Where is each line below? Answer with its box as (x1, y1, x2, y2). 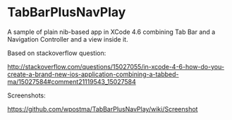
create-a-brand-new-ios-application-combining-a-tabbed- (7, 70, 179, 78)
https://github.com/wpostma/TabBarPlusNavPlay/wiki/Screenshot (7, 104, 198, 113)
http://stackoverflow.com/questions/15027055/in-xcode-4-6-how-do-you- (7, 62, 224, 71)
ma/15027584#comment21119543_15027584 (7, 77, 136, 85)
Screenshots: (7, 91, 46, 100)
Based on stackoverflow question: (7, 49, 106, 57)
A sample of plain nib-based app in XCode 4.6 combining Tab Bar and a (7, 28, 216, 36)
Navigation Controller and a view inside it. (7, 35, 128, 43)
